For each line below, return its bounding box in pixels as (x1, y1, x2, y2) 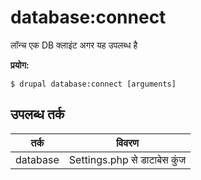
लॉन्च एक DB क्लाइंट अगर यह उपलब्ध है (10, 39, 138, 51)
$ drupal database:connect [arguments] (10, 79, 177, 89)
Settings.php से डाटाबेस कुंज (68, 152, 187, 166)
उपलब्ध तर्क (10, 106, 65, 123)
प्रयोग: (10, 59, 30, 71)
